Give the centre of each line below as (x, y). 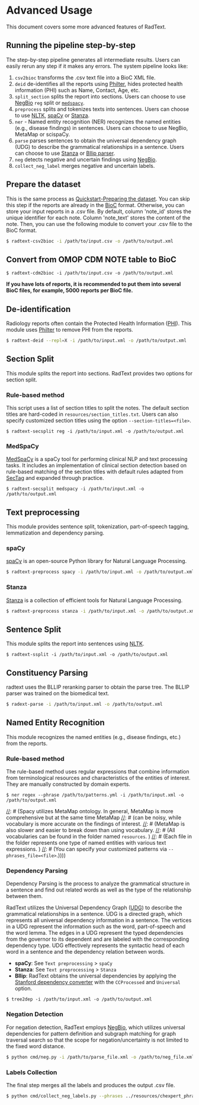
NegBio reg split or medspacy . (49, 103)
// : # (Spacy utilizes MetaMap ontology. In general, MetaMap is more (90, 811)
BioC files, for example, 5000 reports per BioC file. (70, 291)
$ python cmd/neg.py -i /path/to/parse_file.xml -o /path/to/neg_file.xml (100, 1057)
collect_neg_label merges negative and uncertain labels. (85, 165)
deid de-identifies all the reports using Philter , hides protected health (99, 84)
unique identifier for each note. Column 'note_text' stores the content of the (98, 218)
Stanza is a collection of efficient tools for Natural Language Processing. (94, 600)
